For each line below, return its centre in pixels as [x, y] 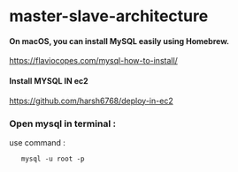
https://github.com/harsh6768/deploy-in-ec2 [92, 101]
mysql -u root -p [53, 159]
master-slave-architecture [109, 16]
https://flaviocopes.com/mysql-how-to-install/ [94, 61]
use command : [38, 142]
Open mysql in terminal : [63, 123]
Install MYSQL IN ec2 [49, 80]
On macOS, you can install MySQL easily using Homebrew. [119, 41]
